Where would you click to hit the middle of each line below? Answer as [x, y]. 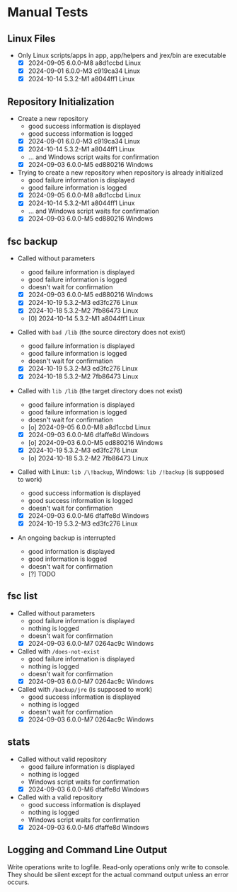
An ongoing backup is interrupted [67, 538]
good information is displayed [71, 551]
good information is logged [68, 559]
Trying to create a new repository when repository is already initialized [120, 173]
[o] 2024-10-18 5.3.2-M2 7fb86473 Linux [88, 458]
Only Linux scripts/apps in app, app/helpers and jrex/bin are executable [122, 55]
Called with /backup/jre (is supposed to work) [85, 689]
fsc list [22, 596]
